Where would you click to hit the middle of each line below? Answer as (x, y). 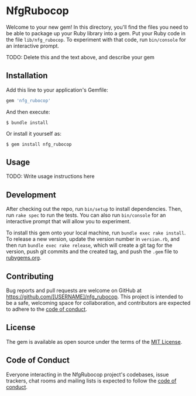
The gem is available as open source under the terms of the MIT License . (94, 341)
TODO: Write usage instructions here (50, 176)
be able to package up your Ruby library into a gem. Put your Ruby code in (96, 33)
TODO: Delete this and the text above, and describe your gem (80, 57)
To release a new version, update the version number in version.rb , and (93, 239)
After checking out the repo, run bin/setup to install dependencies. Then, (94, 209)
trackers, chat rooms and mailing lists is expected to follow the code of (91, 381)
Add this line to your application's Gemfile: (57, 90)
